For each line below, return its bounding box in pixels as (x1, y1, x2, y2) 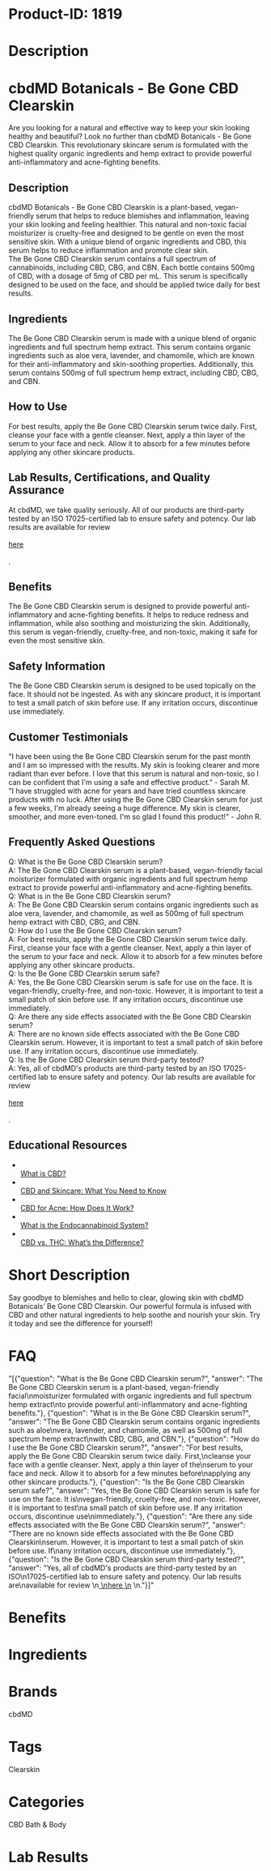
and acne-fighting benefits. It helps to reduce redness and (53, 610, 249, 620)
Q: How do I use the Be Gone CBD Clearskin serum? (8, 925, 182, 935)
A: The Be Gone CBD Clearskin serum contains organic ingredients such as (8, 900, 259, 910)
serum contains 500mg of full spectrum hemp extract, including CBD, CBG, (8, 368, 259, 377)
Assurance (8, 484, 65, 497)
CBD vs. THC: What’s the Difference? (19, 1237, 144, 1247)
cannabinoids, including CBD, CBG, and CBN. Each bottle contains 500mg (8, 262, 255, 272)
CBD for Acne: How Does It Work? (19, 1203, 134, 1213)
